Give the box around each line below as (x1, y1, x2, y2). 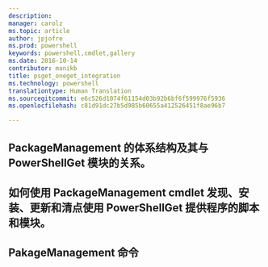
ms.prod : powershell (8, 42, 78, 50)
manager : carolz (8, 19, 63, 27)
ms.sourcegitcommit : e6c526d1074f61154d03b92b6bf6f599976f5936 (8, 94, 226, 102)
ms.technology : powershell (8, 79, 99, 87)
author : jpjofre (8, 34, 63, 43)
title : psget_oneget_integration (8, 72, 121, 80)
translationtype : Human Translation (8, 86, 132, 95)
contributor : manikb (8, 65, 78, 73)
